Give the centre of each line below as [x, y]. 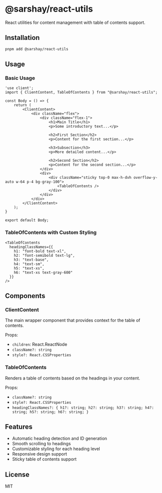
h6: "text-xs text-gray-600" [43, 272]
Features [19, 427]
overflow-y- [146, 178]
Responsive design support [39, 454]
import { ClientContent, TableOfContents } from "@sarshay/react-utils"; [81, 93]
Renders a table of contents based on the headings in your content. [72, 378]
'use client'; [19, 88]
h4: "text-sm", [29, 264]
